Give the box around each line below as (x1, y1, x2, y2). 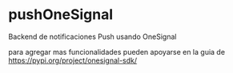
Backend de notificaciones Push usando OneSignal (8, 32, 177, 41)
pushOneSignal (8, 6, 114, 24)
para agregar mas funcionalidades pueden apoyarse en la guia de (8, 47, 226, 56)
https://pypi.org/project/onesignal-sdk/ (8, 56, 138, 65)
